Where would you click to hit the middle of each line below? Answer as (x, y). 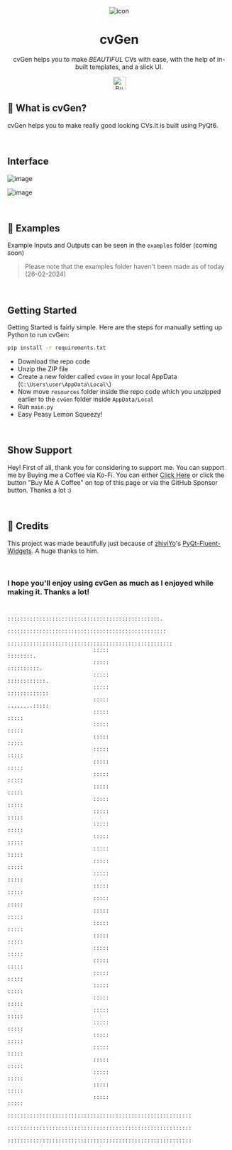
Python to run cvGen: (38, 335)
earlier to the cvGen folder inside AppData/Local (85, 399)
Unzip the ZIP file (43, 369)
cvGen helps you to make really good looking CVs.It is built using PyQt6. (113, 125)
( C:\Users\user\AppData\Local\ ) (65, 384)
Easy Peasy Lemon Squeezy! (60, 415)
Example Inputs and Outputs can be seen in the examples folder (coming (112, 246)
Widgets (20, 551)
